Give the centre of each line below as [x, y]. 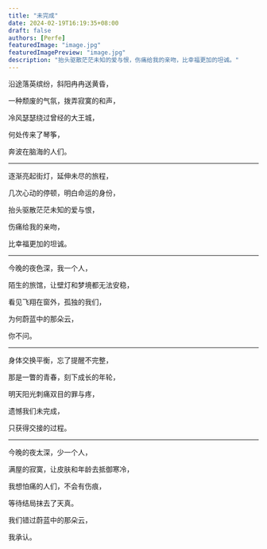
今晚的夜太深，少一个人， [50, 452]
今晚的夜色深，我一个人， [50, 268]
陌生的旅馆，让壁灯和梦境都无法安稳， [71, 284]
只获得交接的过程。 [40, 428]
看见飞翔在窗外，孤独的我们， [57, 302]
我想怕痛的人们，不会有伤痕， [57, 486]
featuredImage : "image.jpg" [55, 45]
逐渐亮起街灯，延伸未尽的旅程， [60, 175]
